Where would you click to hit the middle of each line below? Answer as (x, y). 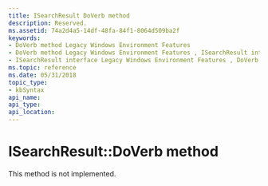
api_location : (32, 113)
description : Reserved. (48, 23)
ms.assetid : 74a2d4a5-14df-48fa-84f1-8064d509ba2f (94, 30)
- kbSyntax (26, 90)
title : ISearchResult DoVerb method (69, 16)
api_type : (25, 105)
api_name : (25, 97)
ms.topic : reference (43, 68)
